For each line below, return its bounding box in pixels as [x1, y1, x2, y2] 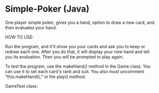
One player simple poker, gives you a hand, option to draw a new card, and [5, 19, 155, 25]
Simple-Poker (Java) [5, 3, 90, 15]
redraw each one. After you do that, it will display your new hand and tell [5, 49, 150, 55]
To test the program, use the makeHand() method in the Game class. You [5, 63, 151, 69]
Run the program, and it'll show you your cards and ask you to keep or [5, 43, 145, 49]
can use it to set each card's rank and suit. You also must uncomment [5, 68, 144, 74]
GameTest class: [5, 83, 38, 89]
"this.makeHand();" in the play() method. [5, 74, 86, 79]
